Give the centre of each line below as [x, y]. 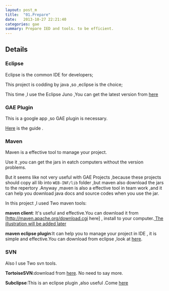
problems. [16, 168]
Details [16, 49]
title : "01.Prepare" [28, 15]
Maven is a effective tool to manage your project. [56, 152]
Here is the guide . [24, 128]
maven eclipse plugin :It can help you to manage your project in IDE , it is [81, 234]
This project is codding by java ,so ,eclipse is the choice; [64, 85]
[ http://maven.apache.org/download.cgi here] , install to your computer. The [84, 219]
